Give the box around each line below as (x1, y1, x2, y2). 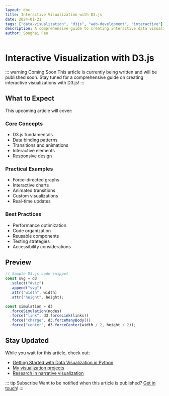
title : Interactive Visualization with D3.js (5, 12, 102, 17)
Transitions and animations (12, 142, 69, 148)
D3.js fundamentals (12, 132, 53, 138)
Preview (5, 258, 32, 267)
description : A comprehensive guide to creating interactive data (5, 26, 147, 31)
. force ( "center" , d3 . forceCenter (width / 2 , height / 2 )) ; (10, 323, 136, 328)
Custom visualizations (12, 193, 58, 199)
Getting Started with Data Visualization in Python (12, 359, 114, 365)
